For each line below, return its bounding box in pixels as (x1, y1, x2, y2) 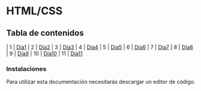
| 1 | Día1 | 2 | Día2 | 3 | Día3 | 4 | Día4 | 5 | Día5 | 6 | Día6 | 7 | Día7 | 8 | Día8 (6, 43, 193, 51)
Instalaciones (6, 64, 47, 73)
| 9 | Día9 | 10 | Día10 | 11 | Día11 (6, 50, 83, 57)
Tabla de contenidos (6, 28, 84, 38)
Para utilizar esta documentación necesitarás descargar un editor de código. (6, 79, 196, 86)
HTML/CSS (6, 4, 63, 18)
